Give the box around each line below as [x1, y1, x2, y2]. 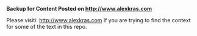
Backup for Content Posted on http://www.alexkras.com [6, 5, 152, 12]
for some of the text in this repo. [6, 23, 87, 30]
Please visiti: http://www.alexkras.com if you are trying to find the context [6, 17, 191, 23]
